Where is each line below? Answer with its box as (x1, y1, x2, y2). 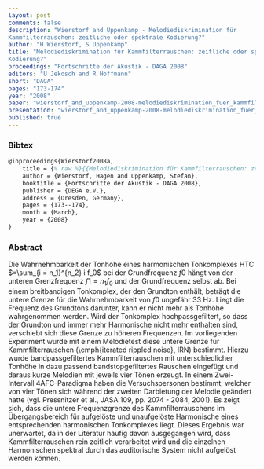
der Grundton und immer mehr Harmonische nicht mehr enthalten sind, (8, 320, 238, 330)
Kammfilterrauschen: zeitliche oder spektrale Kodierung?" (8, 33, 206, 42)
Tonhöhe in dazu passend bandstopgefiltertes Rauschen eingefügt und (8, 362, 239, 372)
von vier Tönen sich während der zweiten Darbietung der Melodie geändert (8, 387, 252, 397)
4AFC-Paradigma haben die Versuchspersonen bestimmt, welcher (35, 379, 251, 388)
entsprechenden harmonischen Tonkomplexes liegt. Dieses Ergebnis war (8, 420, 244, 430)
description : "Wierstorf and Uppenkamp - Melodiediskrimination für (8, 26, 237, 34)
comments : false (8, 19, 61, 27)
